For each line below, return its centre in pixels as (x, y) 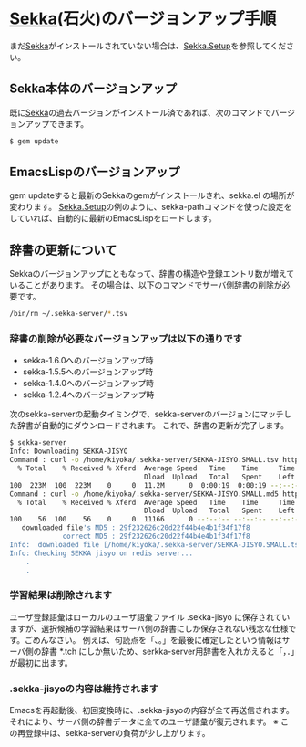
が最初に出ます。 (41, 662)
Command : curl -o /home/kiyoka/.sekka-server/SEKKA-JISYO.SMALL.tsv (144, 460)
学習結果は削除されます (61, 595)
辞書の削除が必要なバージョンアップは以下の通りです (126, 339)
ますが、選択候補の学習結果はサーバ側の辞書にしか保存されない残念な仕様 (149, 628)
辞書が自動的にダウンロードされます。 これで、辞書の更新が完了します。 (153, 426)
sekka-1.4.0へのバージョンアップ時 (88, 384)
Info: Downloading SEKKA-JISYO (69, 452)
